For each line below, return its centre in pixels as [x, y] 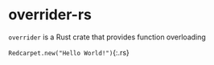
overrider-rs [50, 15]
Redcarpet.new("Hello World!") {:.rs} [69, 52]
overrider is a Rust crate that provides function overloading [107, 37]
